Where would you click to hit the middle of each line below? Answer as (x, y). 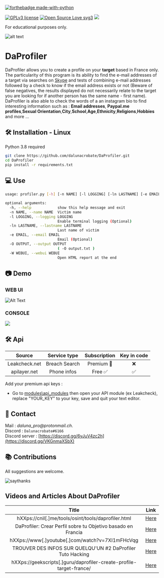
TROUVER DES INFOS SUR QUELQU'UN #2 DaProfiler (74, 548)
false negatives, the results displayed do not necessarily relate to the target (81, 90)
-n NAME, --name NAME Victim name (46, 212)
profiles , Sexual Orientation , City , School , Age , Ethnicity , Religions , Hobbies (80, 111)
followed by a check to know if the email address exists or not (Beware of (79, 85)
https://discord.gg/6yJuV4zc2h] (72, 436)
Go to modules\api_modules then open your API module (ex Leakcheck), (85, 393)
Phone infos (63, 372)
